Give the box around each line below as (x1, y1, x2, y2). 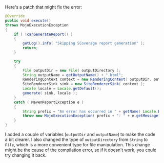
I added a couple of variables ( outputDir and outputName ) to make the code (5, 132, 156, 137)
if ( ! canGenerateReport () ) (14, 32, 73, 37)
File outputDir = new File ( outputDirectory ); (22, 68, 121, 73)
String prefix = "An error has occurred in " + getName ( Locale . (22, 109, 159, 114)
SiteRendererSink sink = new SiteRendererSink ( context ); (22, 82, 145, 87)
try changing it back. (5, 152, 47, 158)
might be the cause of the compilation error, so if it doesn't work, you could (5, 147, 157, 153)
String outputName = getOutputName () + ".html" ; (22, 72, 123, 77)
